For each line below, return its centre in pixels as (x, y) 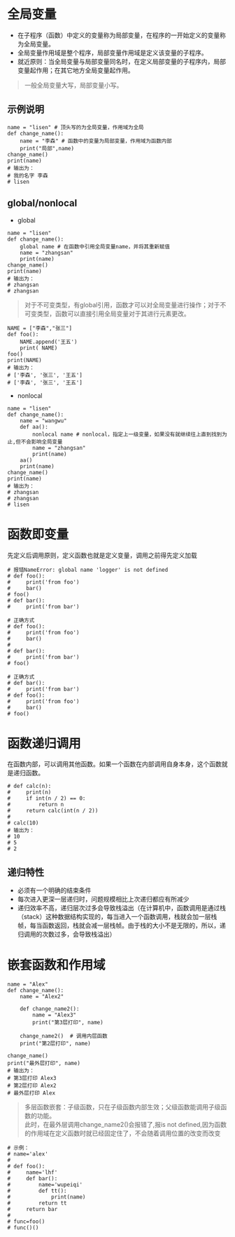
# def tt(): (37, 1191)
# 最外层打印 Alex (31, 1093)
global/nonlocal (42, 203)
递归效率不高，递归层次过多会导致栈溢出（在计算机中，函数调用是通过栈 (121, 908)
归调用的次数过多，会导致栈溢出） (66, 935)
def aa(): (34, 427)
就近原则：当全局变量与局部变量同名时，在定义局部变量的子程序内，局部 (121, 61)
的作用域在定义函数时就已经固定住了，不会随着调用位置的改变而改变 (122, 1133)
